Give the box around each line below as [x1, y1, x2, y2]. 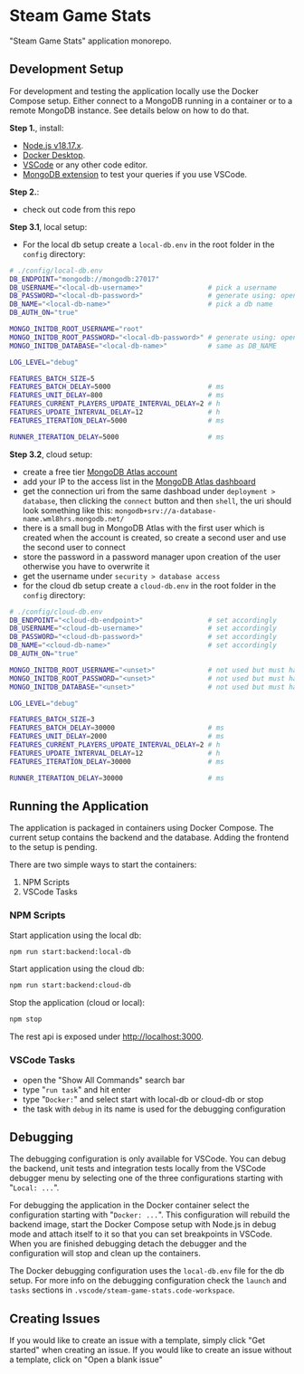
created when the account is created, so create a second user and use [22, 531, 287, 543]
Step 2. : [9, 186, 40, 197]
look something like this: [22, 504, 113, 516]
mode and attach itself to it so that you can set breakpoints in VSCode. [9, 1228, 273, 1240]
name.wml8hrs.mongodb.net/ [22, 514, 125, 523]
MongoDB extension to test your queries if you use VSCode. [22, 168, 247, 179]
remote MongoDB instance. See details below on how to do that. [9, 105, 250, 116]
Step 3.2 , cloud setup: [9, 449, 93, 460]
